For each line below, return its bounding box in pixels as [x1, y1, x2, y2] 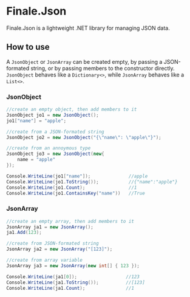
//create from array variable [6, 257, 83, 264]
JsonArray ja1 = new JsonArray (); [6, 224, 94, 230]
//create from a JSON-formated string [6, 129, 104, 135]
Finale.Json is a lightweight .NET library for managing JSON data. [6, 24, 170, 32]
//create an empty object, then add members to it [6, 106, 137, 113]
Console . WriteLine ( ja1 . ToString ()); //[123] [6, 279, 146, 285]
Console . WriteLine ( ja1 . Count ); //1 [6, 285, 135, 291]
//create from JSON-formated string [6, 241, 99, 247]
